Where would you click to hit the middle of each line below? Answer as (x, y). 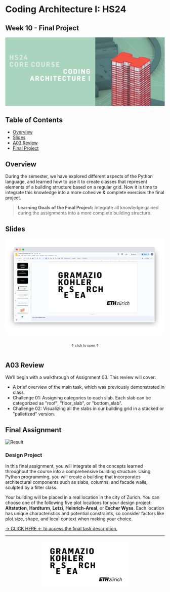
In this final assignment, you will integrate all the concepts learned (74, 466)
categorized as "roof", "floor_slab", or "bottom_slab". (67, 403)
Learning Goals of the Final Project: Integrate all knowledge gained (88, 208)
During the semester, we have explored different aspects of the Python (79, 176)
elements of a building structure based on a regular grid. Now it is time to (81, 187)
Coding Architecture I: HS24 (66, 9)
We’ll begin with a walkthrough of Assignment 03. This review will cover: (81, 377)
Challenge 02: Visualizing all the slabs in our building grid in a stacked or (88, 408)
